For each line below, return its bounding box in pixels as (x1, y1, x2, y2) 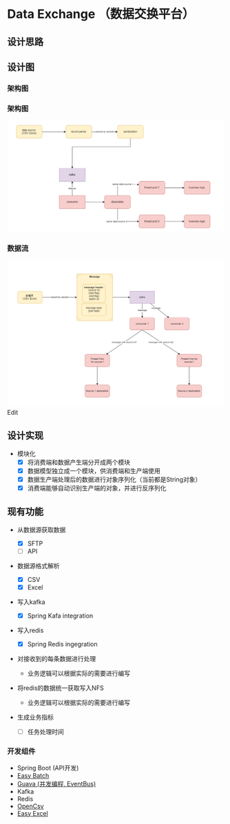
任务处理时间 (27, 728, 64, 736)
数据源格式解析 (17, 561, 60, 570)
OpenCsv (17, 802, 44, 810)
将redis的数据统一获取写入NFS (17, 684, 105, 692)
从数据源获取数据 (17, 525, 66, 534)
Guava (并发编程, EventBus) (17, 779, 96, 788)
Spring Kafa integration (27, 611, 94, 620)
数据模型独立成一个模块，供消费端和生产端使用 (27, 466, 160, 475)
